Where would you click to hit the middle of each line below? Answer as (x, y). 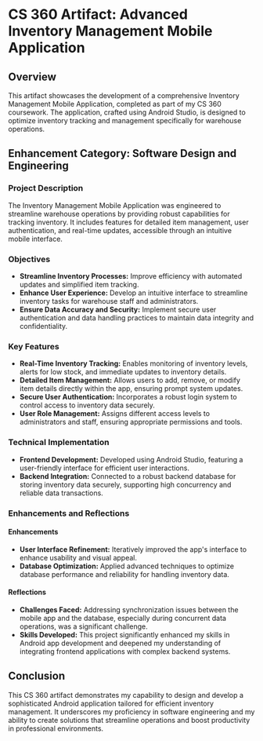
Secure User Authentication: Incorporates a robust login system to (128, 397)
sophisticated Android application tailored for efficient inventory (111, 703)
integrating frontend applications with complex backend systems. (125, 651)
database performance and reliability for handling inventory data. (124, 574)
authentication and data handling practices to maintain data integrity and (137, 318)
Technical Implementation (59, 443)
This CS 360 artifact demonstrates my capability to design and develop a (126, 695)
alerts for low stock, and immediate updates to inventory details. (123, 372)
